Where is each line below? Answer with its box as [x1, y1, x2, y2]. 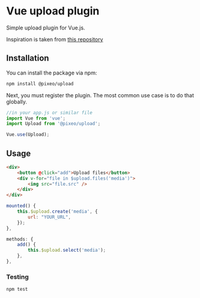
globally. [6, 98, 28, 105]
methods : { [6, 236, 34, 242]
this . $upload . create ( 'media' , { [17, 208, 98, 214]
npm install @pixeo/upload [6, 81, 74, 87]
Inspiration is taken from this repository [6, 35, 103, 43]
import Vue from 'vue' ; [6, 115, 66, 121]
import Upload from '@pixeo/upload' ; [6, 121, 101, 127]
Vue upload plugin [6, 4, 100, 18]
